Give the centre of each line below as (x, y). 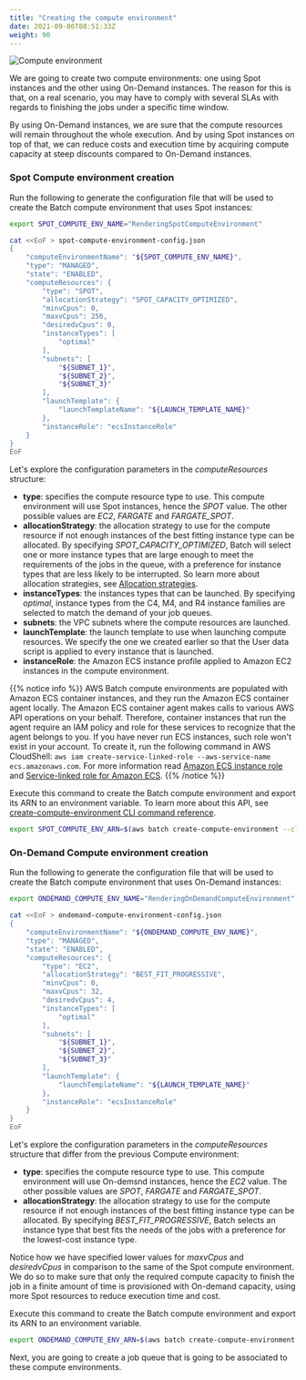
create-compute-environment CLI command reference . (113, 813)
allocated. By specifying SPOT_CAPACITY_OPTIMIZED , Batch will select (157, 545)
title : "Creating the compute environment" (93, 18)
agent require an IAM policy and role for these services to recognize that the (153, 727)
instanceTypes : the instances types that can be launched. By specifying (159, 594)
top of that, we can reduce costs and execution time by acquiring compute (149, 144)
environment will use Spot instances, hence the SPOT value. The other (155, 506)
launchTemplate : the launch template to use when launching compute (154, 632)
